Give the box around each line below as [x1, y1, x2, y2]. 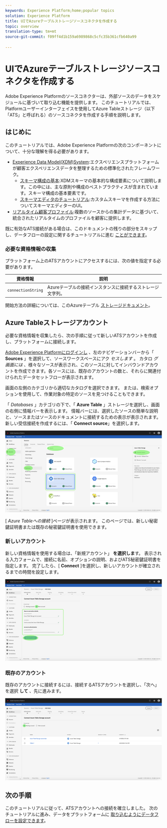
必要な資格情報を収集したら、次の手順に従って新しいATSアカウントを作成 [5, 332, 157, 338]
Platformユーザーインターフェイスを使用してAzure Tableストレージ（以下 [5, 105, 155, 112]
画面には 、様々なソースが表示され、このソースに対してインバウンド [5, 361, 146, 367]
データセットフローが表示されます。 [22, 374, 96, 380]
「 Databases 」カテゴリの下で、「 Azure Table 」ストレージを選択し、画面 [5, 401, 160, 407]
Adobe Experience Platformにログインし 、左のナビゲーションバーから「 [5, 349, 154, 355]
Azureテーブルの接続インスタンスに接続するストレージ [47, 284, 159, 290]
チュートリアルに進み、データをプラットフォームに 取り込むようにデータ [5, 812, 155, 818]
